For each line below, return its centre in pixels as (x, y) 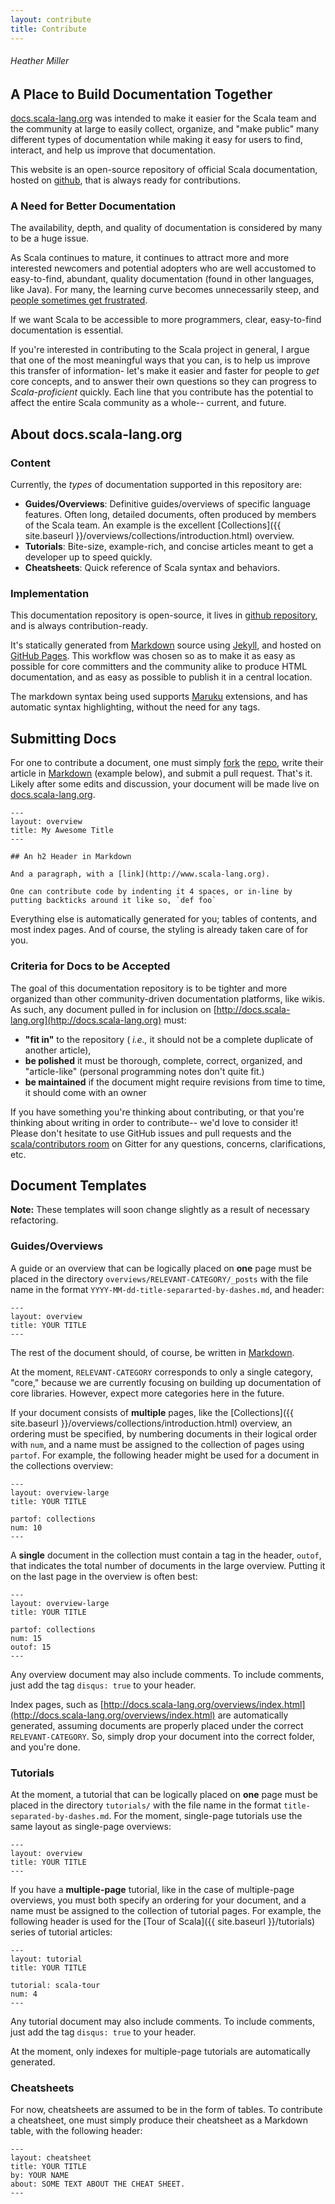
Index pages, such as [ (57, 1704)
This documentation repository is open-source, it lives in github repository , (164, 615)
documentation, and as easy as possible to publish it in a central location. (161, 677)
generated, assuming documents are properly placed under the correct (157, 1725)
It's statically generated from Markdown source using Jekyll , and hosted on (166, 645)
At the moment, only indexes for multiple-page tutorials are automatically (160, 2051)
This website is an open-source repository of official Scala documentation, (164, 170)
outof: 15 (31, 1647)
